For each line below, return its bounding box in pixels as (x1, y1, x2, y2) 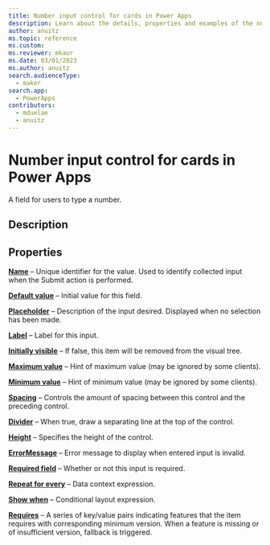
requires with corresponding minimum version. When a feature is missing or (8, 519, 260, 529)
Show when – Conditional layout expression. (8, 495, 156, 505)
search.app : (8, 86, 48, 95)
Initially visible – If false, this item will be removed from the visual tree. (8, 346, 243, 356)
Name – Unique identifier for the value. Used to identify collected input (8, 267, 243, 277)
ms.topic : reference (8, 34, 78, 43)
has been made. (8, 315, 62, 325)
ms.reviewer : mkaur (8, 49, 74, 57)
